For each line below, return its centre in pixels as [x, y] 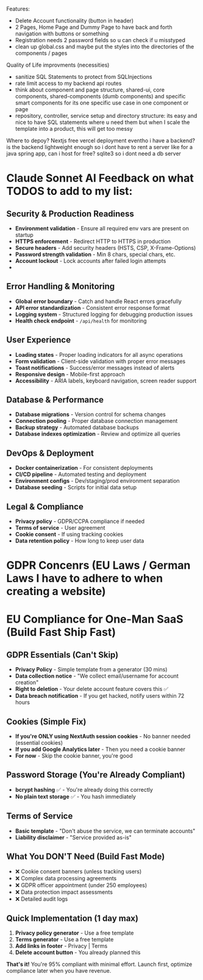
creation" [27, 682]
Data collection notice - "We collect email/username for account [97, 676]
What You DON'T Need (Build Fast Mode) [86, 857]
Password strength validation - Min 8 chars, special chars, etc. [95, 254]
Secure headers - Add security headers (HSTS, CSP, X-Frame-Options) [105, 248]
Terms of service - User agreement [60, 528]
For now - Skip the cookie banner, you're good [74, 756]
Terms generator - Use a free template [64, 940]
